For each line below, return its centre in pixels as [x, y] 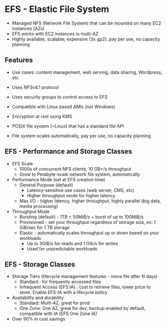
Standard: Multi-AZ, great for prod [54, 303]
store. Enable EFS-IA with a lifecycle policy [63, 292]
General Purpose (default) [46, 185]
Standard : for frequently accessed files [60, 282]
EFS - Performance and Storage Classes [68, 151]
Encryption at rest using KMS [42, 116]
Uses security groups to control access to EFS [60, 97]
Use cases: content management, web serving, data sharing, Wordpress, [87, 72]
